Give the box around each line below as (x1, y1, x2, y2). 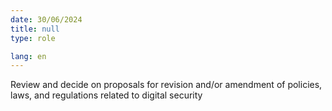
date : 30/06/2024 (10, 14, 83, 25)
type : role (10, 33, 56, 43)
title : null (10, 24, 60, 34)
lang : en (10, 51, 47, 61)
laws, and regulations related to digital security (10, 89, 203, 101)
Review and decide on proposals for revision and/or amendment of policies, (10, 79, 323, 91)
